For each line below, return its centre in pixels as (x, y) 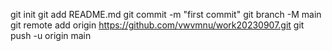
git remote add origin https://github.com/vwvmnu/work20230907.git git (157, 25)
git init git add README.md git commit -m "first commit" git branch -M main (166, 14)
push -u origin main (51, 35)
